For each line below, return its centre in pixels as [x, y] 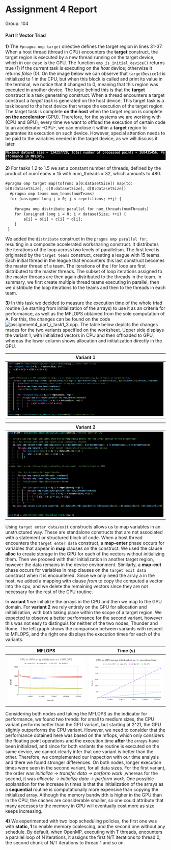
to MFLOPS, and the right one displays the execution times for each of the [83, 634]
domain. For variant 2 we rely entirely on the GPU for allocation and [76, 607]
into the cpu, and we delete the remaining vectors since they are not [77, 586]
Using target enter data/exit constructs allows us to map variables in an [83, 526]
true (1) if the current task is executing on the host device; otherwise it [79, 68]
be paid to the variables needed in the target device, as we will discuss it [81, 139]
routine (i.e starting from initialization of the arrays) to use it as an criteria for [85, 308]
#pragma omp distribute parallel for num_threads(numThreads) [82, 209]
